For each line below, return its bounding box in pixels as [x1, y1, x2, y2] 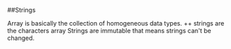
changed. [7, 34, 35, 42]
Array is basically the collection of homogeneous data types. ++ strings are [7, 19, 225, 27]
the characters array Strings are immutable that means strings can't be [7, 27, 211, 35]
